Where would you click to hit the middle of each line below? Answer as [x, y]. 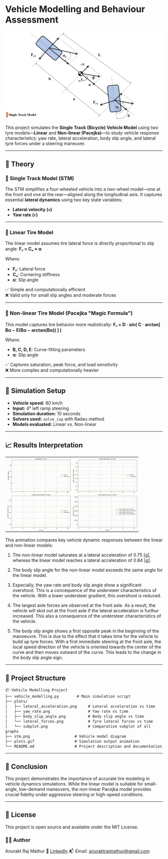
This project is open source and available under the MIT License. [72, 827]
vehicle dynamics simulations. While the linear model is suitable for [74, 783]
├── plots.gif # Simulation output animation [72, 741]
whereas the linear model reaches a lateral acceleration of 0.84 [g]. [82, 560]
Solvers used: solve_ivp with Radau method [58, 419]
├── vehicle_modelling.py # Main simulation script [68, 696]
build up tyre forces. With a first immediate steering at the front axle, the [87, 642]
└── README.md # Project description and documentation [84, 746]
